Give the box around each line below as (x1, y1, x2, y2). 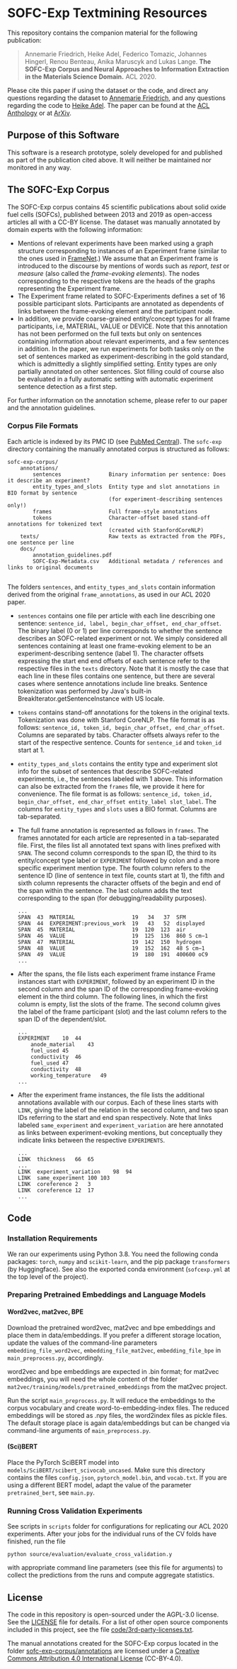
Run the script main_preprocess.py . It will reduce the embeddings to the (7, 1396, 216, 1404)
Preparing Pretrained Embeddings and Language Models (7, 1290, 207, 1299)
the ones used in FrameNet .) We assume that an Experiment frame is (17, 254, 219, 262)
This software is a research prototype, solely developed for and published (7, 148, 223, 157)
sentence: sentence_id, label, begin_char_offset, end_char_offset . (17, 619, 221, 627)
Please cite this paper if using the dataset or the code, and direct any (7, 86, 209, 94)
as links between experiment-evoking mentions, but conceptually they (17, 1128, 223, 1136)
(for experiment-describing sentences (108, 495, 223, 503)
